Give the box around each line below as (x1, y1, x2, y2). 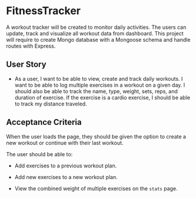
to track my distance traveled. (14, 100, 87, 107)
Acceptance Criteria (6, 117, 82, 127)
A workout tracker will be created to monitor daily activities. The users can (6, 24, 187, 31)
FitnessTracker (6, 4, 81, 18)
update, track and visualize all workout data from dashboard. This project (6, 29, 184, 37)
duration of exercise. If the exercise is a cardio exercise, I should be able (14, 94, 190, 101)
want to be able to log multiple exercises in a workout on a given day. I (14, 81, 185, 88)
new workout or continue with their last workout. (6, 139, 124, 146)
